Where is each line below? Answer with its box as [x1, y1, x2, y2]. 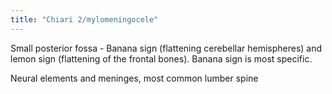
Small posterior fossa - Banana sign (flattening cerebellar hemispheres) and [10, 42, 323, 54]
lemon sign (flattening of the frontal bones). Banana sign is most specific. [10, 52, 313, 65]
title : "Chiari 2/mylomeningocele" [10, 14, 159, 25]
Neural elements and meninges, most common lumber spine [10, 72, 259, 84]
